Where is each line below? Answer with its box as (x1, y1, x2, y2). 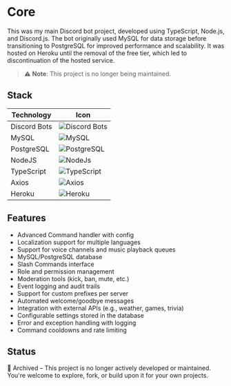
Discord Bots (10, 121, 53, 131)
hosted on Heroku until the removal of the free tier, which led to (7, 49, 188, 57)
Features (7, 212, 46, 224)
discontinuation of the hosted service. (7, 56, 115, 64)
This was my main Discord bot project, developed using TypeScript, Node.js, (7, 27, 225, 35)
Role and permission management (17, 267, 115, 276)
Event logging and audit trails (17, 282, 101, 290)
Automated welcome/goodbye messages (17, 296, 134, 305)
